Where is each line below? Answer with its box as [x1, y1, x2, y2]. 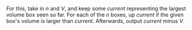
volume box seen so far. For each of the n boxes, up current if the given [6, 11, 184, 18]
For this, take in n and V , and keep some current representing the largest [6, 5, 187, 12]
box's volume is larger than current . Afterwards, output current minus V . [6, 18, 185, 24]
